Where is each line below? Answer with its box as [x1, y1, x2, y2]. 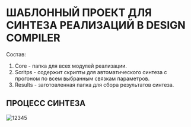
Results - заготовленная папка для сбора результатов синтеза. [14, 81, 174, 88]
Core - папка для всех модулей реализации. [14, 62, 128, 69]
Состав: [6, 50, 26, 58]
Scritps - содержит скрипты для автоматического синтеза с [14, 68, 167, 75]
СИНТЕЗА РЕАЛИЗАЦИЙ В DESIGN [6, 18, 186, 32]
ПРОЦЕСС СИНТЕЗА [6, 99, 86, 109]
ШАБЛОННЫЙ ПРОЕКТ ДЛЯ [6, 6, 152, 20]
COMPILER [6, 31, 61, 45]
